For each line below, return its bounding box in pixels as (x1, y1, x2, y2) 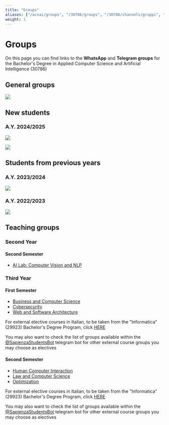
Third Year (5, 275, 32, 282)
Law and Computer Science (12, 373, 70, 379)
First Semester (5, 287, 37, 293)
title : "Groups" (5, 7, 39, 13)
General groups (5, 80, 55, 89)
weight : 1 (5, 17, 26, 22)
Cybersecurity (12, 304, 43, 310)
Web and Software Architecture (12, 309, 78, 315)
